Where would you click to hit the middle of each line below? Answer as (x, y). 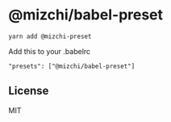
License (29, 91)
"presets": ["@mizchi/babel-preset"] (72, 66)
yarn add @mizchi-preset (50, 36)
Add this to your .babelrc (50, 51)
